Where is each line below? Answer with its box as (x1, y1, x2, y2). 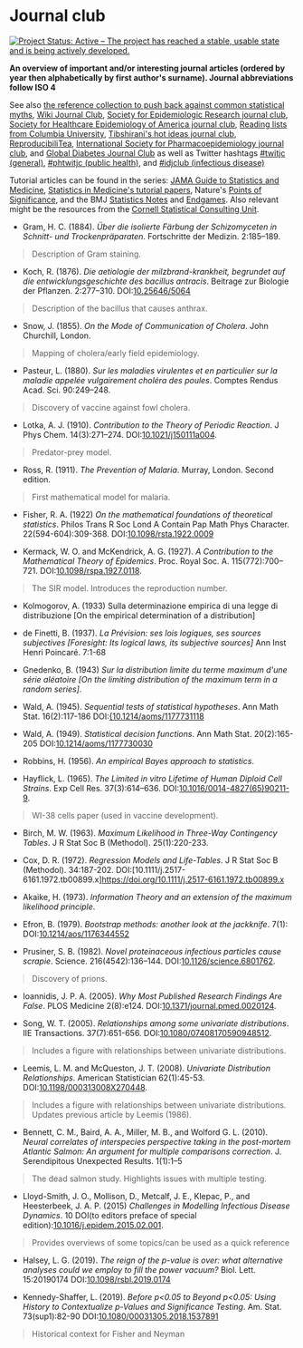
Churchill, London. (22, 330, 91, 341)
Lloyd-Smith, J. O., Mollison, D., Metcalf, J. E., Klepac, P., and (22, 1190, 251, 1201)
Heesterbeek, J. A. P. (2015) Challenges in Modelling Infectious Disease (22, 1200, 290, 1211)
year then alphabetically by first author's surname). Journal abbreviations (9, 72, 294, 82)
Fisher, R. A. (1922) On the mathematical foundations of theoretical (22, 509, 273, 519)
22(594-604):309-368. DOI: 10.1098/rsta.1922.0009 (22, 528, 214, 539)
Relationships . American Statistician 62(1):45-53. (22, 1072, 205, 1083)
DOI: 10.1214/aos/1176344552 (22, 928, 129, 939)
